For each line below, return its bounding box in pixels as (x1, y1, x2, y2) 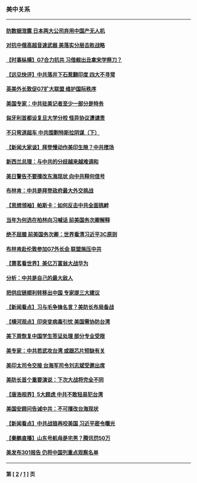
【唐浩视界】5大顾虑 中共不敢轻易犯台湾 (6, 391, 104, 398)
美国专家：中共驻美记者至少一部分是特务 (6, 100, 104, 107)
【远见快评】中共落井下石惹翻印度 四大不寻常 (6, 71, 116, 78)
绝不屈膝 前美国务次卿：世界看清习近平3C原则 (6, 231, 117, 238)
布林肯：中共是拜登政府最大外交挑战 (6, 187, 94, 194)
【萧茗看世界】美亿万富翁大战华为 (6, 260, 89, 267)
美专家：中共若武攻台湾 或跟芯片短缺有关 (6, 347, 106, 354)
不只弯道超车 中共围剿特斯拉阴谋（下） (6, 129, 100, 136)
